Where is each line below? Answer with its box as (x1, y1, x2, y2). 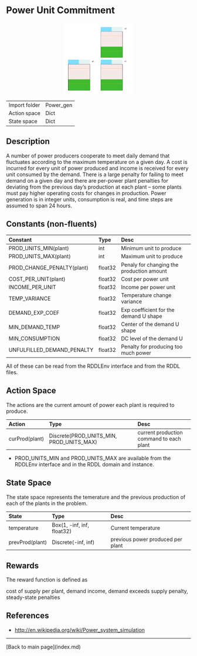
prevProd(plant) (8, 539, 47, 546)
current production (137, 429, 183, 436)
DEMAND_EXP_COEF (8, 310, 60, 317)
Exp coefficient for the (121, 306, 175, 313)
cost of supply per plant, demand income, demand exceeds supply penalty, (6, 588, 189, 595)
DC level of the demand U (121, 335, 183, 342)
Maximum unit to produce (121, 253, 183, 260)
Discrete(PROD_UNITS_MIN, (49, 432, 117, 439)
